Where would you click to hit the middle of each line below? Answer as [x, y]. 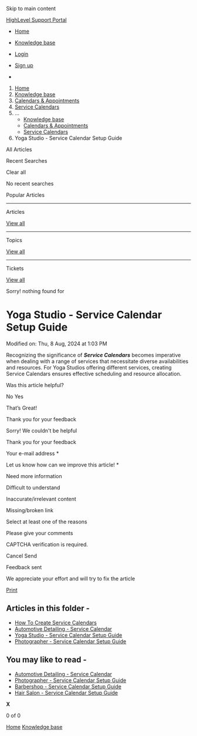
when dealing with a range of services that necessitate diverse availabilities [97, 361]
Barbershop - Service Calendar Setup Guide [68, 686]
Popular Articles [26, 195]
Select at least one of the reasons [47, 522]
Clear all [16, 172]
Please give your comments [40, 533]
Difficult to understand [33, 488]
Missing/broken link [30, 510]
